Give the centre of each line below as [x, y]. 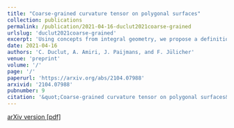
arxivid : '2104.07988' [40, 84]
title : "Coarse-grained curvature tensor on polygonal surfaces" [104, 13]
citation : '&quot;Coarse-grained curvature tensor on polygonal [102, 98]
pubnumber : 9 [26, 91]
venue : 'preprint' [34, 59]
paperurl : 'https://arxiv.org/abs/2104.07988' [76, 78]
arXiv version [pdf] [34, 117]
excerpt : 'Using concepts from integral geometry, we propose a [102, 39]
